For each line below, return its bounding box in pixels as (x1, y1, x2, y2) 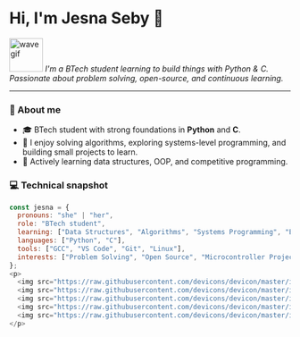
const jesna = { (9, 203, 70, 212)
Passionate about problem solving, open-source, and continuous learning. (9, 72, 284, 83)
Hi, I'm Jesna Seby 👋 (9, 8, 164, 29)
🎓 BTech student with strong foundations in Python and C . (21, 124, 241, 135)
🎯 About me (9, 103, 61, 115)
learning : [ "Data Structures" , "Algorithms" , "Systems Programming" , (17, 228, 281, 237)
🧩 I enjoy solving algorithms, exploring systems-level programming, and (21, 138, 287, 148)
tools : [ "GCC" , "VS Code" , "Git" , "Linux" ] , (17, 244, 186, 253)
